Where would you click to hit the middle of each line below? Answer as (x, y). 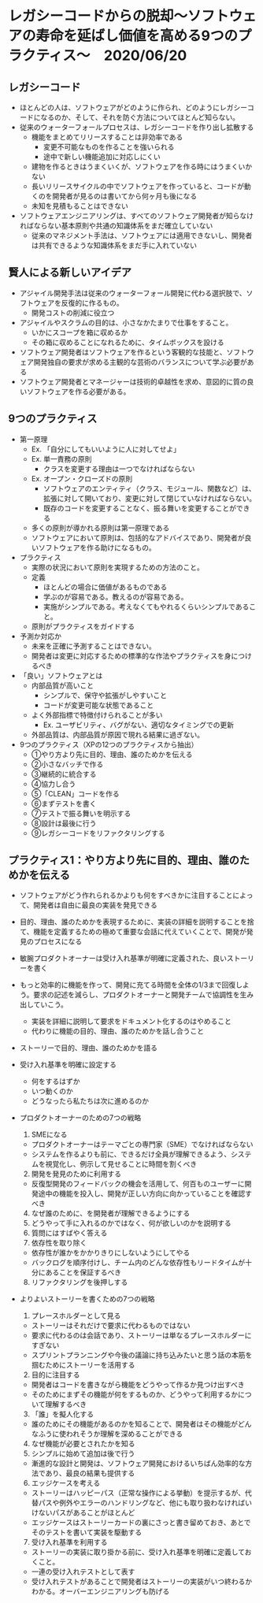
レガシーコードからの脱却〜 (98, 16)
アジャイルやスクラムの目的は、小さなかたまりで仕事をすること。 (126, 322)
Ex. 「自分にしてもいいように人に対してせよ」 (106, 449)
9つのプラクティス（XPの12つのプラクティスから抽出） (109, 744)
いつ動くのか (52, 1091)
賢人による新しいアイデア (70, 273)
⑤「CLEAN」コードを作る (75, 793)
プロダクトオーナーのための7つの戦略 (80, 1118)
